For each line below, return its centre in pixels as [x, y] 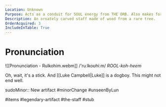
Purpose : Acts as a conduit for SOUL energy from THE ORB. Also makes [79, 14]
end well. [14, 80]
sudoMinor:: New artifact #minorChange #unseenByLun [62, 90]
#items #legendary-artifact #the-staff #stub [50, 100]
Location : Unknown [24, 10]
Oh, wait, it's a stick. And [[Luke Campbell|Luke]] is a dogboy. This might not [83, 75]
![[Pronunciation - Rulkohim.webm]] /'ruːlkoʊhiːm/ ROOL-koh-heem [73, 66]
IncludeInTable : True [27, 28]
